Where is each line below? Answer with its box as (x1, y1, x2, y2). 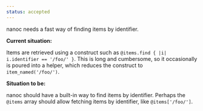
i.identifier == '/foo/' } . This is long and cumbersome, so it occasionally (6, 55, 198, 62)
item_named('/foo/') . (6, 68, 60, 75)
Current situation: (6, 37, 53, 44)
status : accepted (6, 8, 50, 15)
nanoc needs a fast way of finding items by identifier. (6, 25, 139, 33)
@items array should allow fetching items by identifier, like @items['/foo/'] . (6, 98, 193, 105)
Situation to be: (6, 80, 46, 87)
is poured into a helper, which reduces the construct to (6, 62, 144, 69)
